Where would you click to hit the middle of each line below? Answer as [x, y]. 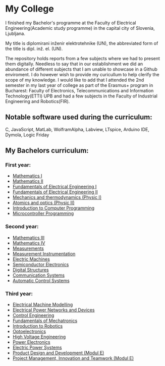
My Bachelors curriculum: [47, 151]
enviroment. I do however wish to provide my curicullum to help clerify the [82, 74]
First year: [18, 165]
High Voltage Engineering [39, 337]
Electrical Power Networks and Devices [53, 310]
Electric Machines [31, 259]
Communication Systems [38, 275]
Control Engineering [33, 316]
